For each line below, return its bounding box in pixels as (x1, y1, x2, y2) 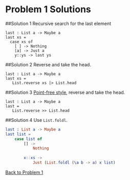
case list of (14, 136, 42, 141)
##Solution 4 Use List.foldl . (5, 117, 68, 123)
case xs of (10, 39, 33, 44)
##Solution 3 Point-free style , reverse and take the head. (5, 89, 125, 95)
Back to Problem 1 (5, 169, 44, 175)
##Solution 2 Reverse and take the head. (5, 61, 91, 67)
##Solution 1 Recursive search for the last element (5, 20, 112, 27)
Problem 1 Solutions (5, 4, 91, 15)
